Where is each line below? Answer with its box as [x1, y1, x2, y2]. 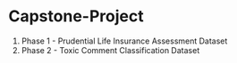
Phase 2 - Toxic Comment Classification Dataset [21, 44, 200, 55]
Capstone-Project [8, 6, 144, 27]
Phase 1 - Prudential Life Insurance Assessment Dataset [21, 35, 228, 46]
